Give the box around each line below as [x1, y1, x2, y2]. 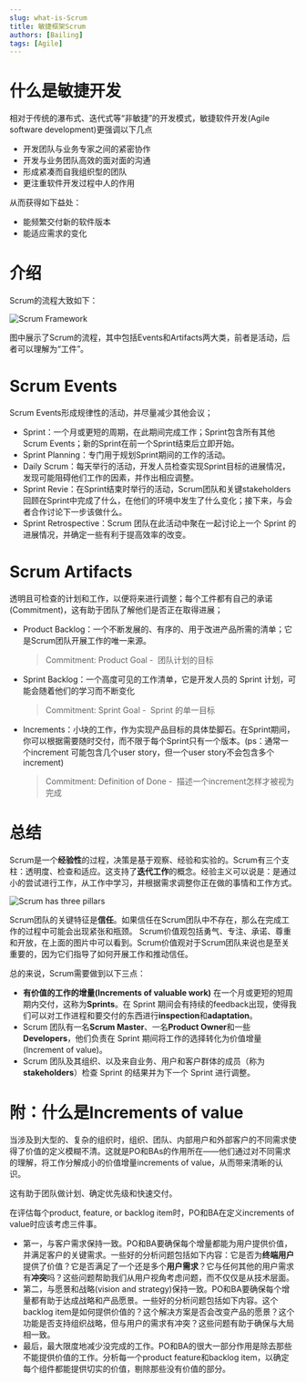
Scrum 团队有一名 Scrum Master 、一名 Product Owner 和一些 [22, 1021, 251, 1032]
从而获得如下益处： [9, 197, 82, 208]
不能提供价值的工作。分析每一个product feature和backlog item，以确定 [22, 1351, 290, 1363]
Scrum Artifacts [9, 562, 133, 583]
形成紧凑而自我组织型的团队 [22, 166, 127, 178]
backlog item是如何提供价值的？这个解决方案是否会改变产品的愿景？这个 [22, 1306, 295, 1317]
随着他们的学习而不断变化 [38, 686, 135, 696]
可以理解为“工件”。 [16, 344, 89, 355]
